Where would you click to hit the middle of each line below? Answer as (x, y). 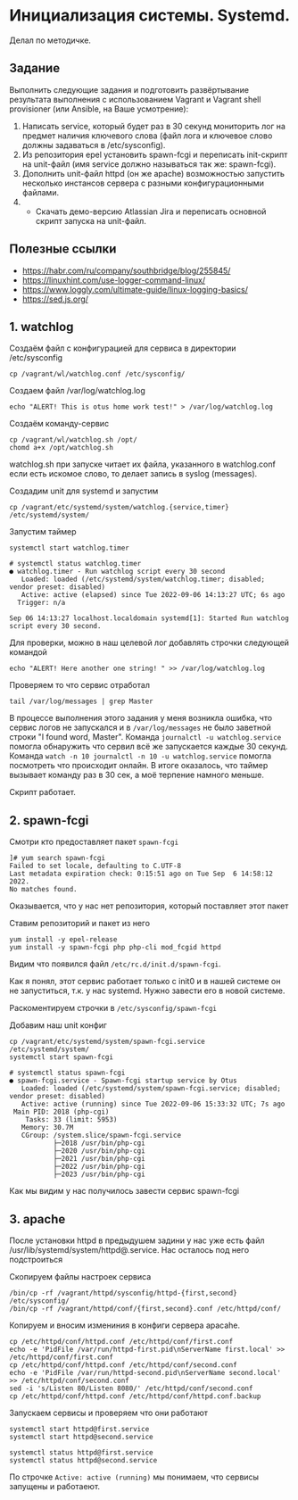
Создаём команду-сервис (59, 424)
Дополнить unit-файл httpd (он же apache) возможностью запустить (153, 173)
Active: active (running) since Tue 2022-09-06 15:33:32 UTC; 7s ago (153, 1104)
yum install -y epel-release (63, 940)
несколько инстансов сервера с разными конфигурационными (143, 183)
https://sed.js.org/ (55, 299)
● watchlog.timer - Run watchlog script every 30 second (117, 572)
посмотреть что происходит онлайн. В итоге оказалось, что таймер (139, 766)
